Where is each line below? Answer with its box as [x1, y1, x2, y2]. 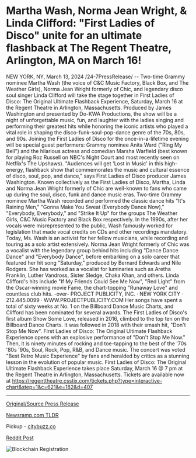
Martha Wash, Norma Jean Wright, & [6, 4, 187, 18]
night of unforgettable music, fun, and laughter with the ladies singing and [6, 116, 184, 123]
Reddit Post [6, 434, 34, 441]
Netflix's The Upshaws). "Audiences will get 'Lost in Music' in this [6, 159, 163, 167]
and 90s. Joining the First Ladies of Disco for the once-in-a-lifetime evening [6, 135, 189, 142]
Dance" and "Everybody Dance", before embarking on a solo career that [6, 253, 180, 260]
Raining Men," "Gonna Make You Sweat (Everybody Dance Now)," [6, 203, 164, 210]
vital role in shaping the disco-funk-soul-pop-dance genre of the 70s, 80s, [6, 129, 185, 136]
